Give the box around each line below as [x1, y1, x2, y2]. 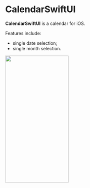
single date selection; [12, 40, 57, 46]
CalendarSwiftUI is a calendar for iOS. [5, 20, 85, 26]
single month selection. [12, 45, 62, 51]
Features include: [5, 30, 41, 36]
